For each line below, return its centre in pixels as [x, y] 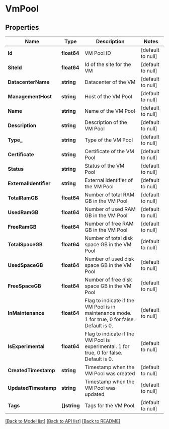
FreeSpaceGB [24, 286]
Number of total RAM [110, 195]
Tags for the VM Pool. [110, 406]
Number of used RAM [110, 209]
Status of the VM [105, 166]
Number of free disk [108, 280]
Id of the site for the [108, 64]
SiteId [15, 67]
